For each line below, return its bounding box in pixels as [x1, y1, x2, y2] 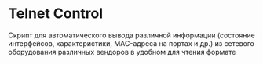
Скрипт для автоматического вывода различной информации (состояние [8, 30, 255, 40]
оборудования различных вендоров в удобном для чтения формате [8, 47, 236, 56]
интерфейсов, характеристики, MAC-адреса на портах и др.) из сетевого [8, 38, 255, 48]
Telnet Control [8, 5, 104, 23]
